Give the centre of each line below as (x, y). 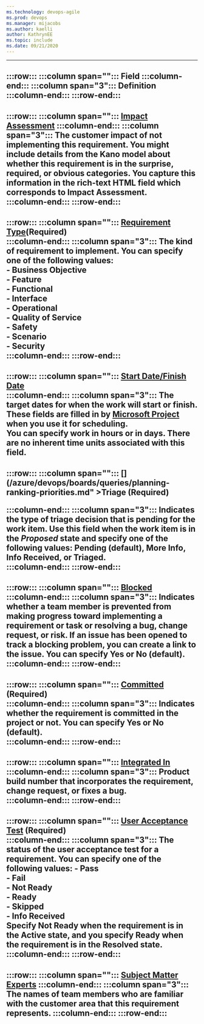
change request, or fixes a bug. (66, 791)
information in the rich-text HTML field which (93, 182)
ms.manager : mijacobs (34, 23)
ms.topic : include (29, 40)
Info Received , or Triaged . (56, 557)
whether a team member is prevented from (89, 607)
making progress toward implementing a (84, 616)
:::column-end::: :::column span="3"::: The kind (100, 242)
